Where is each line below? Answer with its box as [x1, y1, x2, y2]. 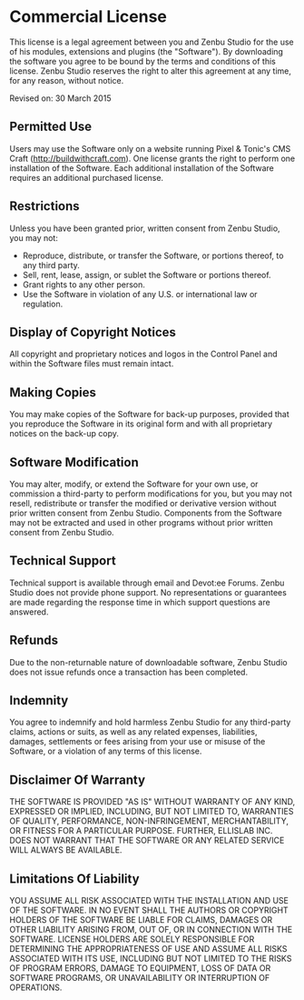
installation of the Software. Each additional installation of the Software [9, 162, 274, 174]
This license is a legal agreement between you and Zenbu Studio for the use [9, 36, 295, 47]
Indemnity [9, 693, 69, 708]
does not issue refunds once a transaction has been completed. [9, 666, 248, 677]
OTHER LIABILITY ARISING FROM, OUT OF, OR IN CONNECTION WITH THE [9, 925, 293, 935]
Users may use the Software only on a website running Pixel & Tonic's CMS [9, 143, 291, 154]
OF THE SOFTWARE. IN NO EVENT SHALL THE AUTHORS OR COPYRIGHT [9, 905, 289, 915]
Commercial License [9, 6, 168, 27]
